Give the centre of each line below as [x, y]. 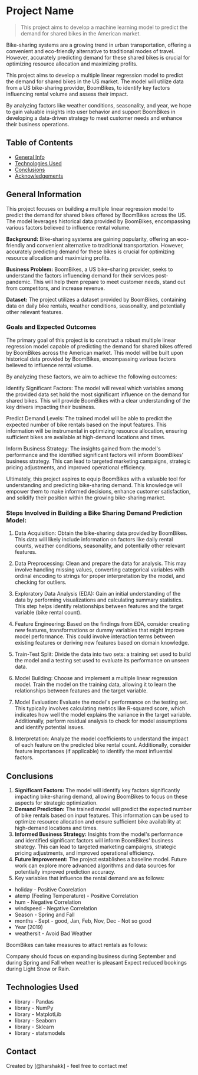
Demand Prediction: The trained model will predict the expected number [103, 809]
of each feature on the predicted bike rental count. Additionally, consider [103, 745]
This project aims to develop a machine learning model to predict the [104, 27]
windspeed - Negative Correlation [56, 908]
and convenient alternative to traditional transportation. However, [105, 245]
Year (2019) [29, 927]
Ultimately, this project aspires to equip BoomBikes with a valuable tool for [96, 479]
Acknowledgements [39, 176]
